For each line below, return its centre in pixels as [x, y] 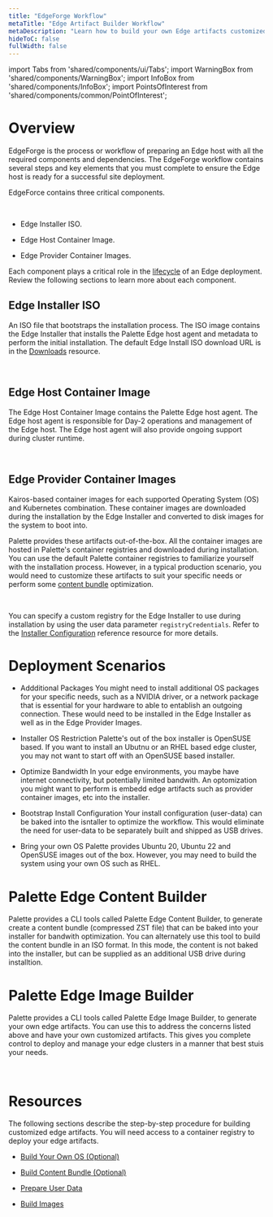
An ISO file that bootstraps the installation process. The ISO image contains [134, 325]
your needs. [28, 1053]
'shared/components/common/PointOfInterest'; [88, 95]
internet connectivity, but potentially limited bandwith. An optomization [139, 780]
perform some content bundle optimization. [81, 584]
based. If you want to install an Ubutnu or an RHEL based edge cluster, [139, 747]
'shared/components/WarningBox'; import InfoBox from [102, 78]
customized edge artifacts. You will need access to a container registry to [132, 1132]
